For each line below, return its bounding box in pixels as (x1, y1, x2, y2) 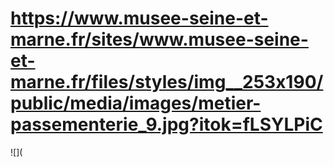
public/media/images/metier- (10, 92, 262, 115)
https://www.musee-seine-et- (10, 7, 269, 30)
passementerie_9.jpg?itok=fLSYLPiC (10, 113, 323, 136)
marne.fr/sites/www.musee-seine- (10, 28, 309, 51)
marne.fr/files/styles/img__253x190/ (10, 71, 324, 94)
